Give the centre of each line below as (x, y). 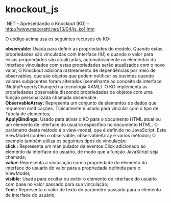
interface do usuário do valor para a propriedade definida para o (73, 168)
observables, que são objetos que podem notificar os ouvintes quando (80, 75)
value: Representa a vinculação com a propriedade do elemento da (76, 162)
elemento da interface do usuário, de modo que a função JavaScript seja (82, 151)
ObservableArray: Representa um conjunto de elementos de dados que (81, 103)
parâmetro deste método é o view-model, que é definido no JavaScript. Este (86, 130)
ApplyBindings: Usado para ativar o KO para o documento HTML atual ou (83, 119)
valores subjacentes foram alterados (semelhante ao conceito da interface (83, 81)
